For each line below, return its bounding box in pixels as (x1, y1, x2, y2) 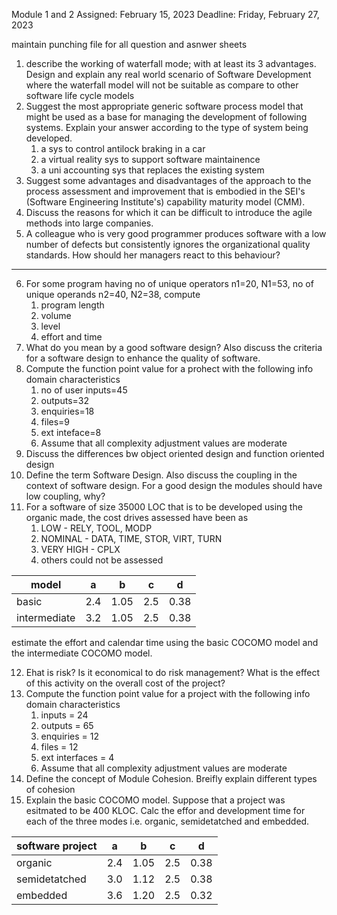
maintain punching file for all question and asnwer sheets (11, 39, 248, 50)
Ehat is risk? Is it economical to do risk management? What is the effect (25, 667, 321, 678)
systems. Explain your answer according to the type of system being (25, 122, 309, 133)
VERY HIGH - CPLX (40, 544, 121, 555)
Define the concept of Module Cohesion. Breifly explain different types (25, 773, 318, 784)
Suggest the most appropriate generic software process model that (25, 100, 304, 112)
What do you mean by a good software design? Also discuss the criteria (25, 342, 323, 353)
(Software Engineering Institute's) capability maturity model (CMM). (25, 196, 306, 208)
